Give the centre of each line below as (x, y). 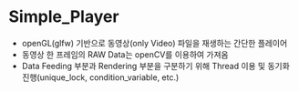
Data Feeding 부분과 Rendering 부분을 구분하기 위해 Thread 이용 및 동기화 (156, 66)
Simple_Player (64, 17)
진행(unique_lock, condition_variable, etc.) (100, 77)
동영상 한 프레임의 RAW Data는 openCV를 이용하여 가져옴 (125, 54)
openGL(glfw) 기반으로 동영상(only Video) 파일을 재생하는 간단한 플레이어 (155, 43)
